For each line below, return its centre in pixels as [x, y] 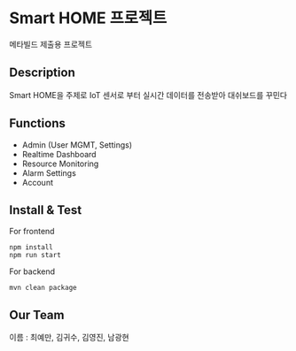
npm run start [35, 256]
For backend [32, 271]
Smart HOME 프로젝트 [88, 18]
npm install [31, 248]
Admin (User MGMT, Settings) [77, 145]
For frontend [32, 232]
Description [42, 73]
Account [37, 182]
